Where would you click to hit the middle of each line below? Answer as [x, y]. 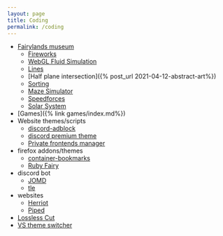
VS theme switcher [45, 225]
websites [30, 195]
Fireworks [42, 54]
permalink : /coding [36, 27]
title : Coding [28, 20]
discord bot [34, 173]
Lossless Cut [36, 218]
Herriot [38, 203]
